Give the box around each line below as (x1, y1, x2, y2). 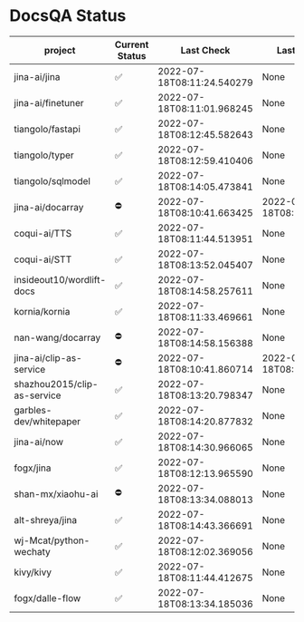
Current (114, 38, 149, 51)
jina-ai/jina (14, 70, 61, 83)
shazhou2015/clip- (14, 377, 99, 390)
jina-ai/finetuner (14, 96, 84, 109)
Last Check (180, 44, 231, 56)
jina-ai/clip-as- (14, 351, 83, 364)
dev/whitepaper (14, 414, 81, 427)
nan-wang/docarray (14, 331, 101, 344)
